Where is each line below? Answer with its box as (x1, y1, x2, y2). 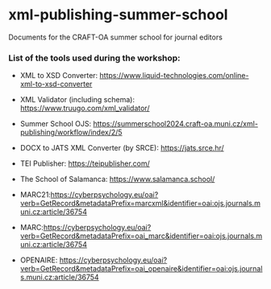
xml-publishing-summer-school (8, 6, 228, 24)
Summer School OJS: (19, 119, 92, 129)
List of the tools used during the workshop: (8, 52, 181, 64)
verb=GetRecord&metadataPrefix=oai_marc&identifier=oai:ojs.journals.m (19, 231, 263, 241)
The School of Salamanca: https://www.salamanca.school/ (19, 175, 215, 184)
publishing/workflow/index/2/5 (19, 127, 123, 138)
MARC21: (19, 190, 51, 200)
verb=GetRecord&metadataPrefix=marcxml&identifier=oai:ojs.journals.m (19, 199, 261, 208)
